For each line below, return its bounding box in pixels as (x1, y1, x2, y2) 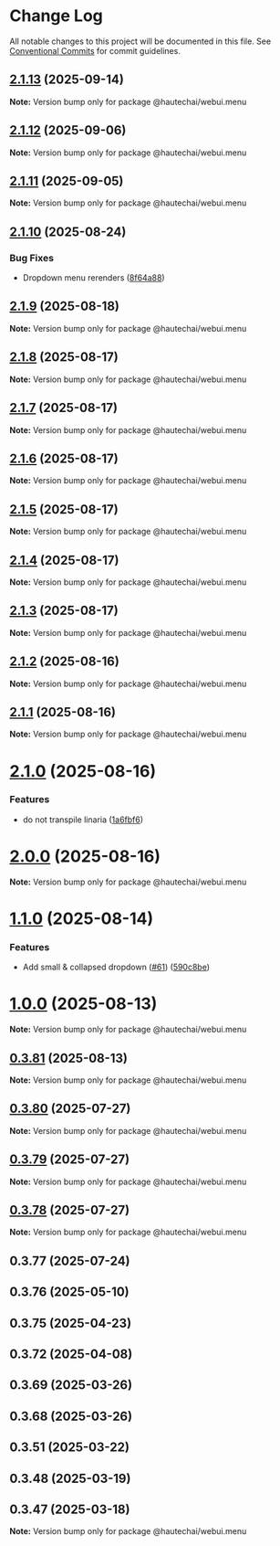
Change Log (9, 5, 103, 26)
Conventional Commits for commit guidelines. (9, 45, 181, 56)
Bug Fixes (9, 251, 55, 264)
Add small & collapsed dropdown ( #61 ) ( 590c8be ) (22, 961, 211, 973)
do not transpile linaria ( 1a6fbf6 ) (22, 814, 144, 825)
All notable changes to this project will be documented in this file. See (9, 36, 272, 47)
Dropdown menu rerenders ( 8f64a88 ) (22, 272, 166, 283)
